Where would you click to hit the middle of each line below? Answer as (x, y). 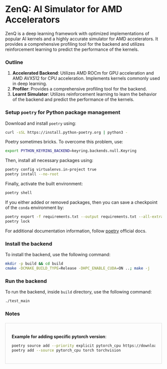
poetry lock (17, 221)
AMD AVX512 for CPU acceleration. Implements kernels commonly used (86, 79)
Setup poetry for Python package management (63, 112)
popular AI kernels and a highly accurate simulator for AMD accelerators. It (82, 39)
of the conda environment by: (35, 207)
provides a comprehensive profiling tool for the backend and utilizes (75, 44)
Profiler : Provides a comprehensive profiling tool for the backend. (80, 89)
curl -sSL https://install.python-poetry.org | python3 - (66, 132)
